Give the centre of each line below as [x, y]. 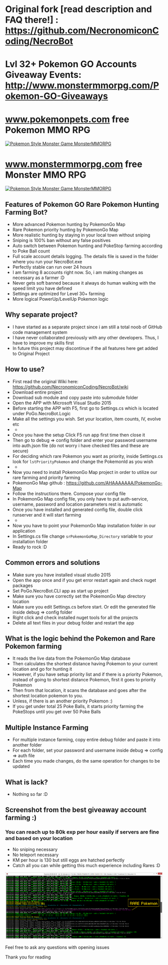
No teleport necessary [35, 855]
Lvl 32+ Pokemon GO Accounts [71, 64]
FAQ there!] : [32, 20]
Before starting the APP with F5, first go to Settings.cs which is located [85, 408]
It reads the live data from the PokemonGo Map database [71, 658]
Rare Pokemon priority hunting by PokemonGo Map [65, 230]
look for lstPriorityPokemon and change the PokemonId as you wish [83, 461]
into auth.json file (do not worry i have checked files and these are [80, 445]
